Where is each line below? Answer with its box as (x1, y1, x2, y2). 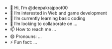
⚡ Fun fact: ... (9, 39, 37, 45)
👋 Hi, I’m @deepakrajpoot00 (9, 5, 68, 10)
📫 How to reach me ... (9, 26, 56, 32)
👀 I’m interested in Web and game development (9, 10, 107, 16)
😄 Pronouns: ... (9, 33, 42, 39)
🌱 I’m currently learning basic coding (9, 15, 86, 21)
